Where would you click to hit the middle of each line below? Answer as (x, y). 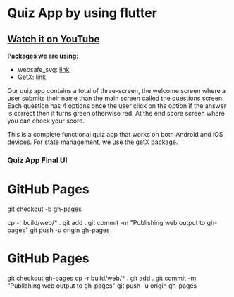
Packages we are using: (43, 56)
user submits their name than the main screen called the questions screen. (116, 98)
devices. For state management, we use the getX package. (93, 142)
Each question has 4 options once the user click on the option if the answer (117, 106)
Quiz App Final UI (37, 160)
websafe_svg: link (43, 69)
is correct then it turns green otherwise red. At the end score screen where (116, 113)
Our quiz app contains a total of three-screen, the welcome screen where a (117, 91)
